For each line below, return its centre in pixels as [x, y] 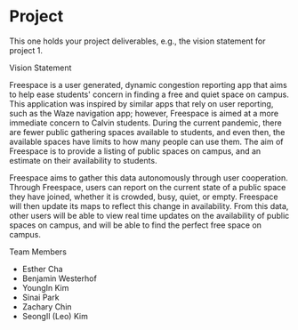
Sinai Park [40, 297]
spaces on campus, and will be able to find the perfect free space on [136, 225]
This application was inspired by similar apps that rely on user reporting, [141, 103]
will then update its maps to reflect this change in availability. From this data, [149, 205]
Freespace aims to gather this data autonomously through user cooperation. [149, 177]
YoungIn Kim [45, 287]
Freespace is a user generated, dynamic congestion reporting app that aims [148, 85]
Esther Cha [43, 269]
